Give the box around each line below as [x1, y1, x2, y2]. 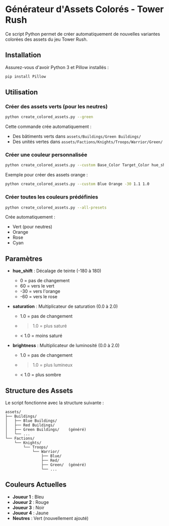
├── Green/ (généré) [41, 463, 87, 468]
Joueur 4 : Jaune [12, 510, 49, 516]
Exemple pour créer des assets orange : [5, 172, 88, 178]
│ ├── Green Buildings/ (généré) [5, 427, 87, 432]
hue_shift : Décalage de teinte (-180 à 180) [12, 268, 102, 274]
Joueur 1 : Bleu [12, 494, 44, 500]
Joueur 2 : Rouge [12, 499, 49, 505]
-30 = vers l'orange [20, 288, 60, 294]
